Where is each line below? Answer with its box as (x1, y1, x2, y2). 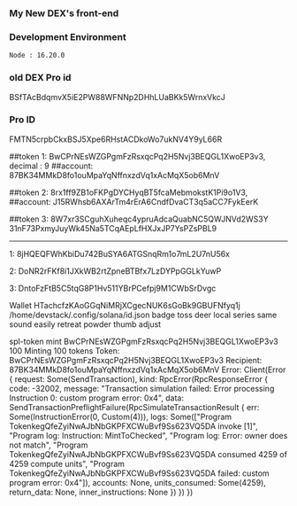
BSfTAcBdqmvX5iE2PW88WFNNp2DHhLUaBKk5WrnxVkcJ (9, 91, 225, 102)
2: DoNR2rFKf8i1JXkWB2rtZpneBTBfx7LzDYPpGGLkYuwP (9, 265, 222, 276)
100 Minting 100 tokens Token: (9, 345, 120, 356)
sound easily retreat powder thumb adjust (9, 318, 162, 330)
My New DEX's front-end (9, 7, 119, 19)
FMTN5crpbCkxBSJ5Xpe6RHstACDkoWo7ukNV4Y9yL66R (9, 134, 223, 144)
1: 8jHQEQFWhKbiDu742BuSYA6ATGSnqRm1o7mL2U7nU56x (9, 248, 231, 259)
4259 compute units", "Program (9, 458, 126, 469)
